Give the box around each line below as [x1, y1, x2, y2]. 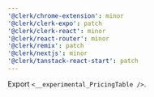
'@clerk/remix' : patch [7, 42, 84, 50]
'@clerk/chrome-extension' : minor [7, 11, 125, 20]
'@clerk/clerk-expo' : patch [7, 19, 103, 27]
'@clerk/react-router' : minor [7, 34, 110, 43]
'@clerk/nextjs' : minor [7, 49, 88, 57]
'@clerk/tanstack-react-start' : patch [7, 57, 139, 65]
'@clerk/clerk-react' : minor [7, 27, 106, 35]
